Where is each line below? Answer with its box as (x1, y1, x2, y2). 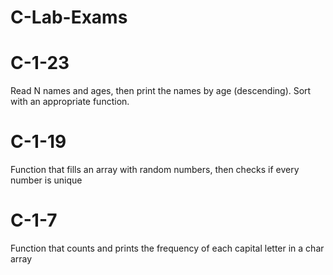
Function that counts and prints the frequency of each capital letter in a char (10, 242, 325, 254)
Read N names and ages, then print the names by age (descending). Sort (10, 85, 312, 97)
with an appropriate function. (10, 96, 130, 108)
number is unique (10, 174, 83, 186)
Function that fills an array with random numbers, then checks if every (10, 164, 300, 176)
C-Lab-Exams (10, 6, 128, 29)
